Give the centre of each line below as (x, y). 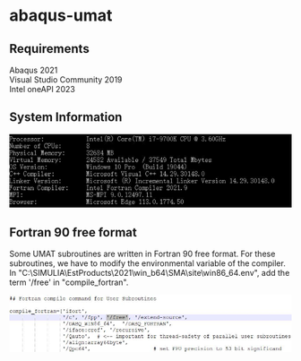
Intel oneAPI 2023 (43, 89)
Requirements (49, 49)
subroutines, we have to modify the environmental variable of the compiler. (148, 263)
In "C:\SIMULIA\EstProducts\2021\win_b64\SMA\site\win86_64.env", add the (150, 273)
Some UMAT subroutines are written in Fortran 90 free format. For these (142, 254)
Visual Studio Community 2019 (66, 80)
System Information (66, 117)
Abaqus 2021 (34, 70)
